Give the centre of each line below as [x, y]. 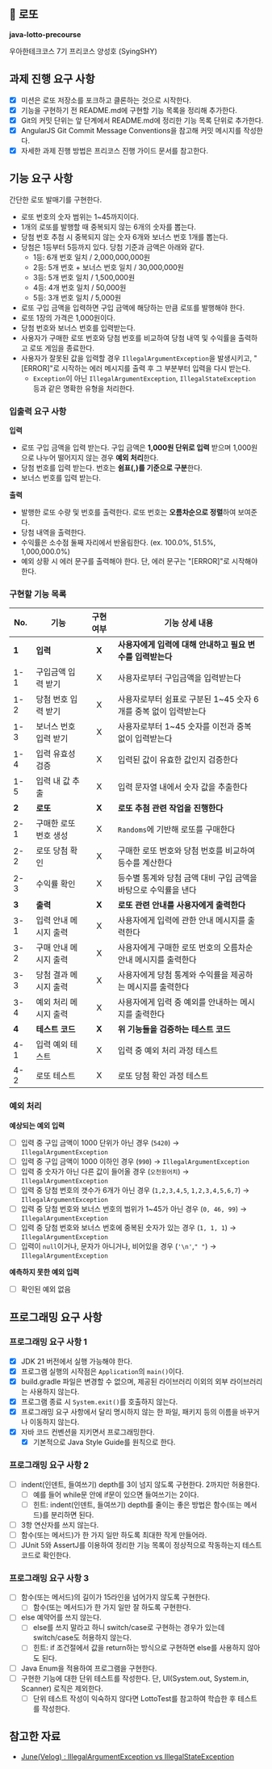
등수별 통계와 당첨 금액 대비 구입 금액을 [187, 878]
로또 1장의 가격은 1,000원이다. [68, 317]
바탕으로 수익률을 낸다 [157, 890]
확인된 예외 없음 [46, 1289]
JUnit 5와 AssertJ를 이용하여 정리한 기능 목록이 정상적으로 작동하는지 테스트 [141, 1544]
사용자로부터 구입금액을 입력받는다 [179, 679]
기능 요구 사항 [41, 179]
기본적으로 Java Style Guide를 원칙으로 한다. [104, 1442]
